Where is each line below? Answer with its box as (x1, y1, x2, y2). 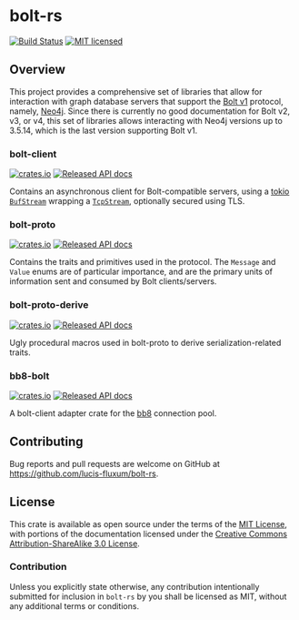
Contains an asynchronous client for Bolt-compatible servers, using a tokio (9, 186, 290, 197)
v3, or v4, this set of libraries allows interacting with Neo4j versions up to (9, 115, 284, 126)
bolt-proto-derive (9, 299, 89, 311)
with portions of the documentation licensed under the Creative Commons (9, 528, 288, 539)
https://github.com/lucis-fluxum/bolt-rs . (9, 468, 159, 479)
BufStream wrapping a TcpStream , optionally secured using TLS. (9, 196, 245, 207)
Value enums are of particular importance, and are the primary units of (9, 266, 274, 278)
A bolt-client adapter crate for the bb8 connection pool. (9, 407, 217, 419)
